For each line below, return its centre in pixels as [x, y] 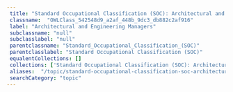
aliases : [22, 71]
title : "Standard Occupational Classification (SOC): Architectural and [117, 13]
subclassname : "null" [41, 33]
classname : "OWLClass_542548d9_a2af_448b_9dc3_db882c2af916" [102, 20]
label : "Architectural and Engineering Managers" [83, 26]
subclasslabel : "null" [42, 39]
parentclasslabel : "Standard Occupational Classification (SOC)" [106, 53]
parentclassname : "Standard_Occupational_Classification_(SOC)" [104, 46]
